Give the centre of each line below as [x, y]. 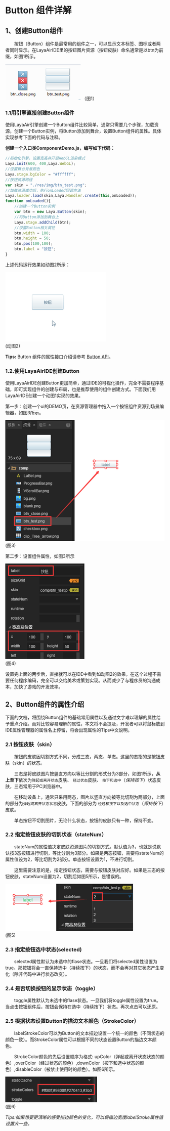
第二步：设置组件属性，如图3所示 [40, 556]
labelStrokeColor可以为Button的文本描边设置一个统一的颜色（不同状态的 [89, 1033]
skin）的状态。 [29, 763]
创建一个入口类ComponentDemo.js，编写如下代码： [60, 148]
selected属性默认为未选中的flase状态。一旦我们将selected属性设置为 [86, 962]
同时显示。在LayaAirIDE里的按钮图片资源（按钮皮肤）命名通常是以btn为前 [86, 50]
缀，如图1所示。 [22, 56]
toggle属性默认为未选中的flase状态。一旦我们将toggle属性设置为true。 [87, 1000]
